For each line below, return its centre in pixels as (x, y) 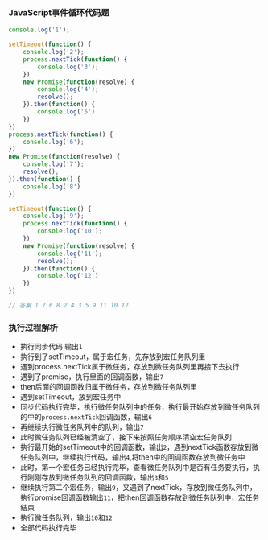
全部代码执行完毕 (48, 528)
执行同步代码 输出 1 (51, 347)
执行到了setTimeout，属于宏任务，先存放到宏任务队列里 (113, 357)
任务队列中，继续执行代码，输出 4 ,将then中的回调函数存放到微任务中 (132, 457)
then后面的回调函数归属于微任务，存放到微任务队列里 (109, 387)
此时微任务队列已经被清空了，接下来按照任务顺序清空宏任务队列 (126, 437)
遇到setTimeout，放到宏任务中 (70, 397)
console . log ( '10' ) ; (70, 231)
